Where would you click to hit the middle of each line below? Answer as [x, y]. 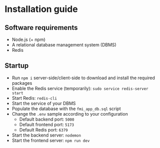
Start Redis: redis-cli [35, 98]
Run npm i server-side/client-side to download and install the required [83, 78]
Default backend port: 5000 [47, 119]
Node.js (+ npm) [29, 39]
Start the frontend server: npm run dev [51, 140]
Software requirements [41, 28]
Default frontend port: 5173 [46, 124]
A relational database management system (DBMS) [64, 45]
